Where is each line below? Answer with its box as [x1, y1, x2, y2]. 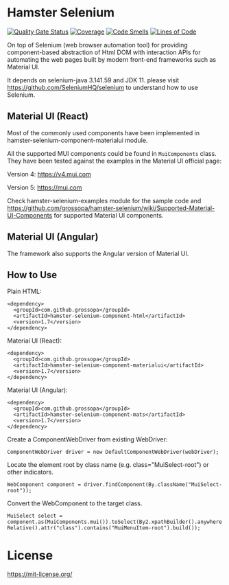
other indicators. [7, 468, 53, 477]
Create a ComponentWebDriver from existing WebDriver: [7, 435, 168, 444]
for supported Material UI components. [53, 211, 164, 219]
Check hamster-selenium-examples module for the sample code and [7, 196, 202, 205]
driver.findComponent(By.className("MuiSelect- [83, 481, 223, 488]
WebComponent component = [7, 481, 81, 488]
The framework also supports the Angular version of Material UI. [7, 249, 189, 257]
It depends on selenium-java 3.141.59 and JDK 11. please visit [7, 76, 180, 84]
